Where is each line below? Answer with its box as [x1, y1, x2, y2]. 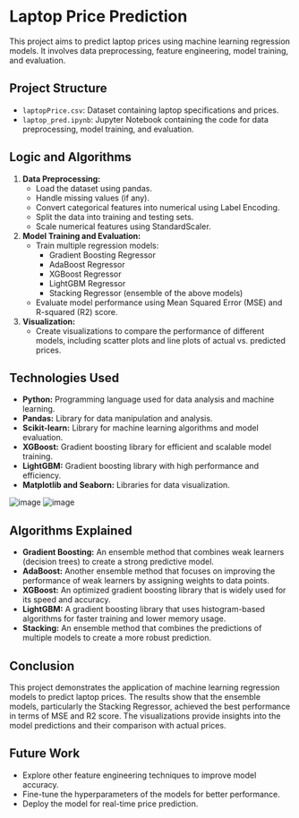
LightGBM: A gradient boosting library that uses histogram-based [21, 604, 266, 615]
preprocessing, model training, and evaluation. [21, 124, 194, 134]
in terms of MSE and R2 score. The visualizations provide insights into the [9, 711, 281, 721]
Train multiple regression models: [35, 240, 159, 251]
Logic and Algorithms [9, 149, 132, 165]
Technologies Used [9, 370, 119, 386]
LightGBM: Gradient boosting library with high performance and [21, 461, 260, 472]
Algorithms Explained [9, 523, 132, 538]
